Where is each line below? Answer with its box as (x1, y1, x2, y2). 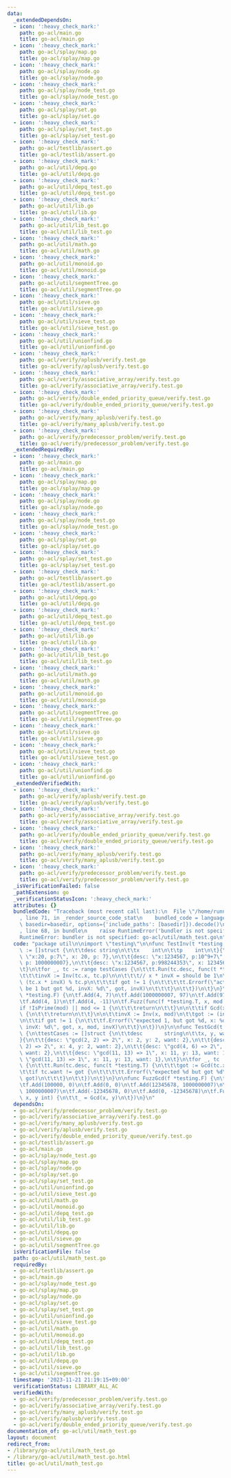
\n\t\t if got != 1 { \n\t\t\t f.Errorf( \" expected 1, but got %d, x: (19, 1017, 217, 1025)
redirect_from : (7, 1441, 51, 1448)
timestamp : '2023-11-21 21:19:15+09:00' (13, 1377, 131, 1383)
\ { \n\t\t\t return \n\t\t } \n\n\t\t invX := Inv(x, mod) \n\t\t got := (19, 1011, 214, 1018)
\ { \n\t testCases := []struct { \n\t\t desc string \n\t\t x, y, (19, 1030, 217, 1037)
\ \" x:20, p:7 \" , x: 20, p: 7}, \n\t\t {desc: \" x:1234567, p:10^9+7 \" (19, 953, 223, 960)
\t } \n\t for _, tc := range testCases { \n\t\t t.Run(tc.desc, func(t (19, 966, 217, 973)
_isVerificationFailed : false (13, 883, 100, 889)
